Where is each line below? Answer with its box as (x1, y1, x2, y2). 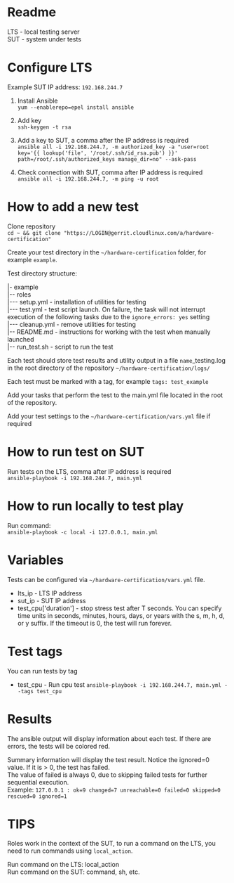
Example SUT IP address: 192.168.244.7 (7, 82, 123, 91)
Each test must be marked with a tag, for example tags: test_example (7, 377, 209, 385)
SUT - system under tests (7, 34, 82, 43)
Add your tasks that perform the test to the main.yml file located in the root (7, 391, 223, 399)
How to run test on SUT (7, 444, 145, 460)
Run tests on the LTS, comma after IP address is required (7, 467, 172, 475)
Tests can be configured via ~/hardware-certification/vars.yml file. (7, 575, 205, 584)
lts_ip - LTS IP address (17, 588, 83, 598)
